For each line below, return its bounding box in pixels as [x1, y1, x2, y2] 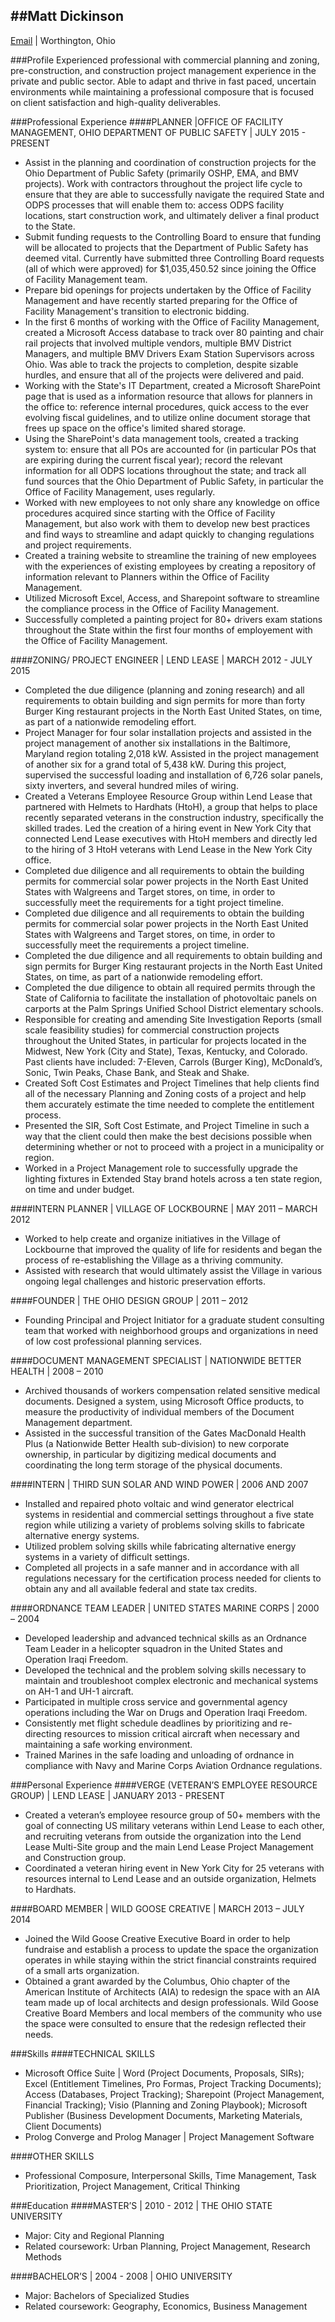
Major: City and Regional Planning [24, 2229, 165, 2241]
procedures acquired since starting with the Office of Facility [24, 507, 276, 519]
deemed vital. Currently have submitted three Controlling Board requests [24, 252, 325, 264]
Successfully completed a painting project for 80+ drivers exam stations [24, 613, 323, 625]
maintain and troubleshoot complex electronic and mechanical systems [24, 1674, 319, 1686]
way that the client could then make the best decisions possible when [24, 1130, 312, 1142]
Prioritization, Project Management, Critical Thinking [24, 2180, 241, 2192]
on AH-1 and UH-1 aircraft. [24, 1685, 134, 1697]
